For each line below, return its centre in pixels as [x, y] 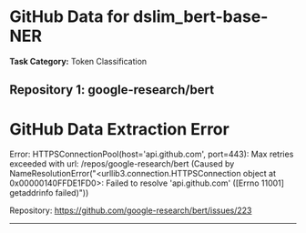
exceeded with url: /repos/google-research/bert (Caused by [122, 164]
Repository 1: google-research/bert [112, 90]
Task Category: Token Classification [78, 61]
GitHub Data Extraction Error [119, 129]
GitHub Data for [70, 17]
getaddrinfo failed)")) [49, 193]
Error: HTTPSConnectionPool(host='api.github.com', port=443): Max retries [152, 154]
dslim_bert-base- [201, 17]
